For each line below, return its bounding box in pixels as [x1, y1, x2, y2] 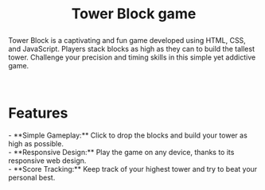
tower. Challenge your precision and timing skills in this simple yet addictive [8, 52, 256, 62]
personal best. [8, 173, 56, 183]
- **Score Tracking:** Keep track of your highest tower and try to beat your [8, 165, 258, 174]
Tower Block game [71, 5, 197, 23]
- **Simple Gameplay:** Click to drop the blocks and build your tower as [8, 130, 248, 140]
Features [8, 104, 68, 122]
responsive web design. [8, 156, 87, 165]
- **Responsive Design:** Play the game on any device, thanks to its [8, 148, 235, 157]
